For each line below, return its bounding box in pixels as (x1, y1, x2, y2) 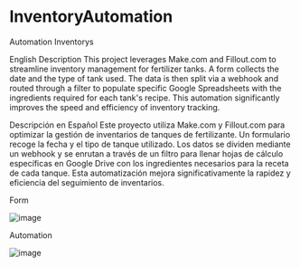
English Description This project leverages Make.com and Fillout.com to (9, 53, 277, 64)
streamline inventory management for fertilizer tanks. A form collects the (9, 63, 280, 74)
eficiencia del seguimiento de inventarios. (9, 176, 164, 187)
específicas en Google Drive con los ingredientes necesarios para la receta (9, 157, 289, 168)
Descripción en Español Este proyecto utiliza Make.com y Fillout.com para (9, 119, 286, 130)
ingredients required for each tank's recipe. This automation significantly (9, 92, 280, 103)
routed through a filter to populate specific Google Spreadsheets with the (9, 82, 282, 93)
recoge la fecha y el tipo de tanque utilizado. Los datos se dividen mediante (9, 138, 291, 149)
